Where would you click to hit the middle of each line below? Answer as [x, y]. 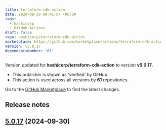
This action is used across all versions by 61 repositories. [70, 80]
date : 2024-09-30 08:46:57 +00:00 [41, 14]
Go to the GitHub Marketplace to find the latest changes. [62, 89]
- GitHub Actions [27, 28]
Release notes [27, 105]
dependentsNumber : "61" [30, 51]
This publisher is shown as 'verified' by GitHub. [60, 74]
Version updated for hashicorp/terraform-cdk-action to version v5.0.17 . [79, 65]
